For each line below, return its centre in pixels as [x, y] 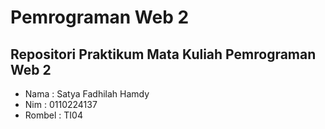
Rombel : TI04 [53, 115]
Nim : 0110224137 [61, 104]
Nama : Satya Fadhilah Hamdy [87, 94]
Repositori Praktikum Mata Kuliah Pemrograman [163, 54]
